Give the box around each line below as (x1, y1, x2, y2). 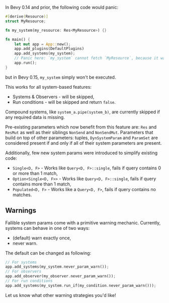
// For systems (5, 260, 37, 265)
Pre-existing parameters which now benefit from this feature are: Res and (5, 124, 157, 130)
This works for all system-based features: (5, 84, 92, 90)
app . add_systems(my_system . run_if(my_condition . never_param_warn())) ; (5, 283, 156, 288)
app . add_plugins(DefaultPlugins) (14, 46, 84, 51)
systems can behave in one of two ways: (5, 225, 90, 231)
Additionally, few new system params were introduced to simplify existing (5, 150, 158, 156)
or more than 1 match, (12, 170, 58, 176)
